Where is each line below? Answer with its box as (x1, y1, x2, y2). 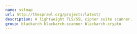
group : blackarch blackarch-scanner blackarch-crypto (5, 21, 122, 26)
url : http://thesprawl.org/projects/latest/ (5, 12, 101, 17)
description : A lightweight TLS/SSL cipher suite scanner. (5, 16, 133, 21)
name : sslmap (5, 7, 33, 12)
